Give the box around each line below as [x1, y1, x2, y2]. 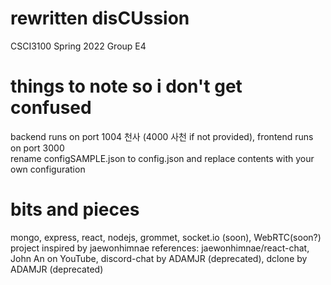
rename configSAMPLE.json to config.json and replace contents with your [10, 152, 315, 164]
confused [10, 97, 92, 119]
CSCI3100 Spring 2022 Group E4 [10, 40, 147, 52]
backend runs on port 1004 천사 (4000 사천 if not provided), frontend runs [10, 130, 314, 142]
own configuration [10, 163, 86, 175]
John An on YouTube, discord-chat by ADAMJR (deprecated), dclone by [10, 252, 308, 264]
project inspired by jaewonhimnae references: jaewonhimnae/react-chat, [10, 242, 310, 254]
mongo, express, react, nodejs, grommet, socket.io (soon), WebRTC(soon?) [10, 231, 322, 243]
